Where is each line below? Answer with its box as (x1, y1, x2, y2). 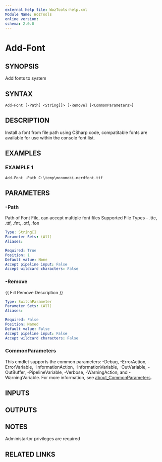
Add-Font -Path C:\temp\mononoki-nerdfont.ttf (5, 175, 103, 180)
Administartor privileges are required (5, 436, 80, 442)
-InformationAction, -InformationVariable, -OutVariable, (34, 364, 147, 370)
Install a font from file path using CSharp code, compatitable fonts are (5, 130, 148, 135)
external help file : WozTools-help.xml (5, 7, 88, 12)
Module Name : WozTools (5, 12, 52, 17)
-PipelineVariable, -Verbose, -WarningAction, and (27, 369, 128, 375)
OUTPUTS (5, 405, 37, 414)
